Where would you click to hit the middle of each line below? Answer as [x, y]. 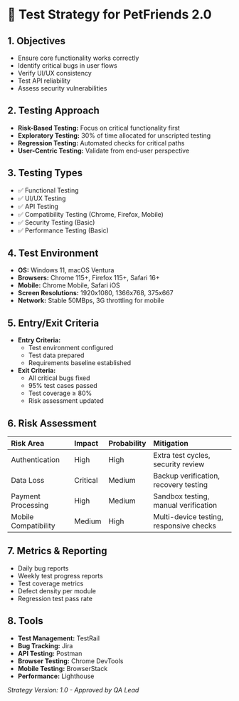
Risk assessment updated [66, 401]
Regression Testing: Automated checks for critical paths [101, 143]
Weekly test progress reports [60, 575]
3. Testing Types [45, 173]
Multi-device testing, [188, 517]
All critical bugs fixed [59, 378]
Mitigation [170, 444]
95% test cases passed [63, 386]
